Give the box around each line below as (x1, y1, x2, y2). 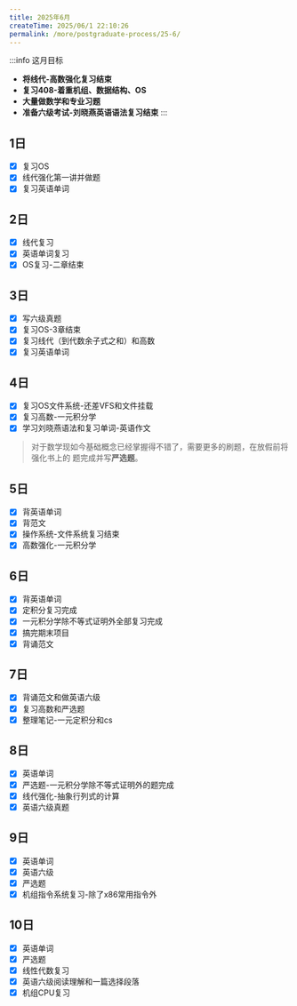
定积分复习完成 (21, 605, 77, 616)
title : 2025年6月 (9, 12, 71, 22)
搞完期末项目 (21, 627, 69, 638)
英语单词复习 (21, 248, 69, 259)
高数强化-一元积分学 (21, 539, 97, 551)
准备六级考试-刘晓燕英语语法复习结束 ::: (21, 108, 168, 118)
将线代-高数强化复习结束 (21, 74, 113, 84)
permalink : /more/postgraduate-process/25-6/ (9, 29, 181, 38)
